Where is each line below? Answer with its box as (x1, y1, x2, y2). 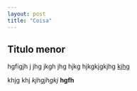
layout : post (7, 10, 46, 18)
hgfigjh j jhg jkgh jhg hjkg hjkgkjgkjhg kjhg (7, 62, 130, 71)
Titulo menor (7, 43, 66, 55)
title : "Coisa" (7, 17, 53, 24)
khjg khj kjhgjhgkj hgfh (7, 76, 75, 85)
